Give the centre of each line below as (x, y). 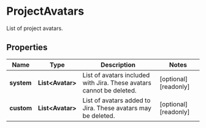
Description (118, 64)
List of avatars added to (116, 100)
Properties (27, 47)
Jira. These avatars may (117, 108)
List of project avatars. (35, 28)
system (21, 83)
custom (21, 108)
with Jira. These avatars (117, 83)
